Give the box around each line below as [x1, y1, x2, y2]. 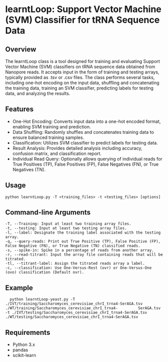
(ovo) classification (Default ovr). [5, 270, 85, 275]
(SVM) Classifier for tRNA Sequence [5, 14, 160, 26]
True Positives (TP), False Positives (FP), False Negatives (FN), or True [12, 161, 159, 167]
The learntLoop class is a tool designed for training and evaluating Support [5, 58, 160, 64]
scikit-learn [12, 352, 36, 358]
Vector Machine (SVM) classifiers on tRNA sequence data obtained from [5, 64, 155, 69]
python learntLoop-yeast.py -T [10, 297, 75, 302]
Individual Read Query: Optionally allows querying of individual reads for [12, 156, 162, 162]
